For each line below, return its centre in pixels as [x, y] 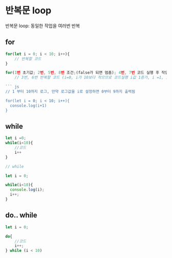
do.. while [21, 215]
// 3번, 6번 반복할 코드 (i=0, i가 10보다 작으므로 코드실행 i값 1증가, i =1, [89, 77]
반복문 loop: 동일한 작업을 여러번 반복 [43, 26]
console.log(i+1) [28, 106]
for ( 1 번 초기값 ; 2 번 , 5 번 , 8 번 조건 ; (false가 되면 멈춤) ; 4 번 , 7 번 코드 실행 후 [82, 73]
